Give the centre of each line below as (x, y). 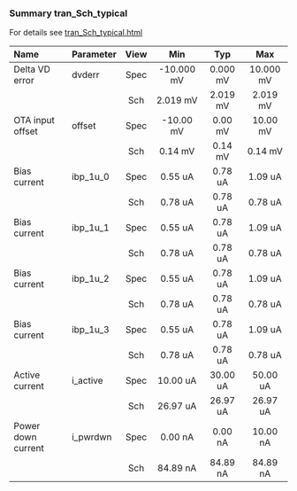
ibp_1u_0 (91, 177)
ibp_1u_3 (91, 330)
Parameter (95, 54)
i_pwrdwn (92, 437)
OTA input (34, 121)
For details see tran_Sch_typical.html (76, 33)
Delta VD (32, 69)
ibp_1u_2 (91, 279)
